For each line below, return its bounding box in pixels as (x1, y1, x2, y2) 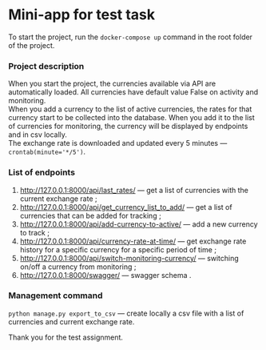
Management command (8, 290, 103, 301)
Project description (8, 60, 85, 71)
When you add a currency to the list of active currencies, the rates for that (8, 104, 252, 114)
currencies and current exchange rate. (8, 316, 135, 326)
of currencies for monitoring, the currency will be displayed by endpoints (8, 122, 248, 131)
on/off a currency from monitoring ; (19, 262, 137, 272)
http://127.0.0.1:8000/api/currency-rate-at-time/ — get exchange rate (19, 236, 247, 246)
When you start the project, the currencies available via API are (8, 78, 216, 89)
